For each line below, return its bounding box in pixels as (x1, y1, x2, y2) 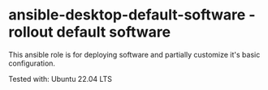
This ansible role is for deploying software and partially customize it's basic (8, 49, 261, 59)
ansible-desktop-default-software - (8, 6, 256, 24)
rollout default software (8, 23, 171, 41)
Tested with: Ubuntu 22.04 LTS (8, 74, 112, 84)
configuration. (8, 58, 55, 68)
